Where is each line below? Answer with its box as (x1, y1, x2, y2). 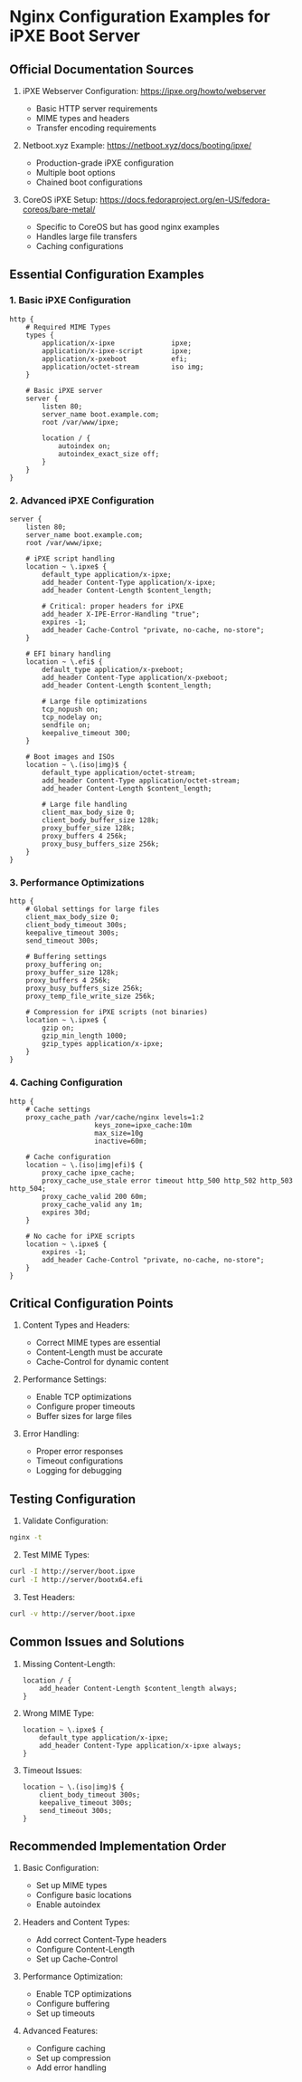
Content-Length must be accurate (35, 1347, 163, 1358)
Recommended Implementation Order (9, 1838, 227, 1854)
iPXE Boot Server (9, 25, 141, 46)
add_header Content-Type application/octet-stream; (42, 776, 241, 785)
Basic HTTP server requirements (35, 103, 158, 114)
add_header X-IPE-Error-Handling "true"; (42, 609, 201, 619)
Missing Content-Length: (22, 1658, 116, 1669)
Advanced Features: (22, 2026, 99, 2037)
